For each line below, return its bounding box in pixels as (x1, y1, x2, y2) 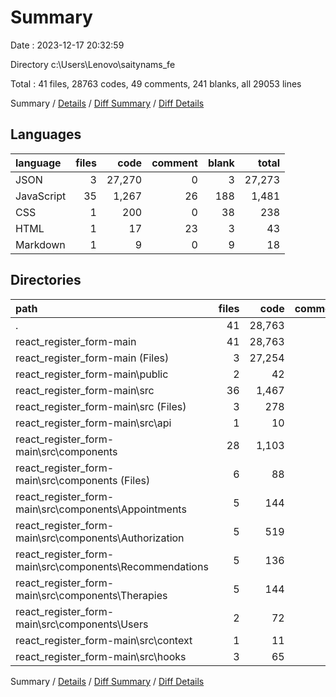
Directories (10, 272, 82, 289)
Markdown (15, 237, 66, 251)
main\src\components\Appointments (15, 502, 187, 516)
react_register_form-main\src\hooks (15, 649, 187, 663)
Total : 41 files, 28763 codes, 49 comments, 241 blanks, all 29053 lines (10, 77, 302, 90)
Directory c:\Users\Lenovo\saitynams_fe (10, 58, 176, 70)
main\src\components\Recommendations (15, 559, 209, 573)
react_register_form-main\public (15, 367, 169, 381)
